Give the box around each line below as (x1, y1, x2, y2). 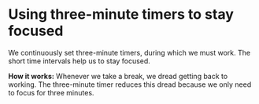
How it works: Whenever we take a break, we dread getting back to (8, 71, 228, 81)
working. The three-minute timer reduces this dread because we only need (8, 80, 252, 89)
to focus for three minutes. (8, 88, 94, 97)
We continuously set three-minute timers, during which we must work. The (8, 48, 250, 57)
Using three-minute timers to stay (8, 5, 235, 23)
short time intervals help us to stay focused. (8, 56, 151, 66)
